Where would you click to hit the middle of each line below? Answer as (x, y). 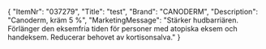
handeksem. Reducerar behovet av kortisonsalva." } (94, 37)
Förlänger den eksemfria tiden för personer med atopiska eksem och (122, 29)
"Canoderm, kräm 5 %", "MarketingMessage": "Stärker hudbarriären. (123, 20)
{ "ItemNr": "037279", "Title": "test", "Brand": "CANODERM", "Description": (133, 12)
